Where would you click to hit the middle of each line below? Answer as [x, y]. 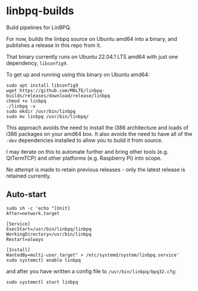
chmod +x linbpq [26, 101]
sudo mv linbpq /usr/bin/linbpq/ [48, 116]
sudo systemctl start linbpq [42, 282]
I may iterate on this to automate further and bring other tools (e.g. [87, 151]
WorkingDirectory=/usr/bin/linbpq [49, 234]
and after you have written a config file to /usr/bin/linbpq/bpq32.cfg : [91, 271]
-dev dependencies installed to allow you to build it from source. [85, 140]
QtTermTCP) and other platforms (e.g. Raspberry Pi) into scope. [84, 158]
